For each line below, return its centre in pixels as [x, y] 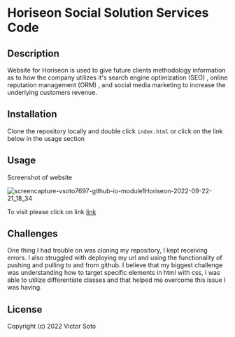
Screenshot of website [40, 177]
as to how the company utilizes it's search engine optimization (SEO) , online [117, 77]
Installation [32, 114]
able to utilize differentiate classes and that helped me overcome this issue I [116, 280]
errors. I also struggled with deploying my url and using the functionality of [115, 258]
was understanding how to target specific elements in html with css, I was [114, 273]
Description [33, 53]
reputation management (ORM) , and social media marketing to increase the [116, 85]
